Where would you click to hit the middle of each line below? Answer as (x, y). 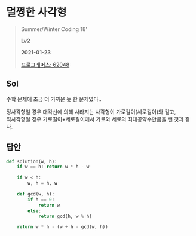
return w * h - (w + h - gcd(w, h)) (63, 227)
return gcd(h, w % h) (65, 216)
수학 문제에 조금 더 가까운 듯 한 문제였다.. (54, 99)
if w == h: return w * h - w (53, 167)
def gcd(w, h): (36, 194)
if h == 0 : (41, 200)
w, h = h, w (43, 183)
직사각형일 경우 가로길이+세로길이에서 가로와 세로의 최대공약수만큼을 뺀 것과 (95, 119)
